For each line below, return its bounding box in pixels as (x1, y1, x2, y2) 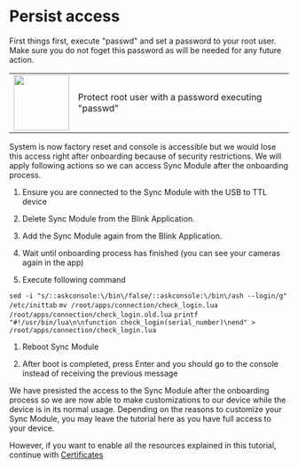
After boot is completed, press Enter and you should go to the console (21, 358, 279, 369)
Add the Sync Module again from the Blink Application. (21, 230, 223, 241)
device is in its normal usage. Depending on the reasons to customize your (9, 403, 282, 414)
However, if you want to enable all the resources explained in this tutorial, (9, 440, 277, 450)
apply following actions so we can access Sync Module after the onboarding (9, 160, 289, 170)
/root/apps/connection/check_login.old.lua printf (9, 310, 199, 319)
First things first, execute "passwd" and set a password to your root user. (9, 35, 277, 46)
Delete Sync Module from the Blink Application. (21, 213, 195, 223)
